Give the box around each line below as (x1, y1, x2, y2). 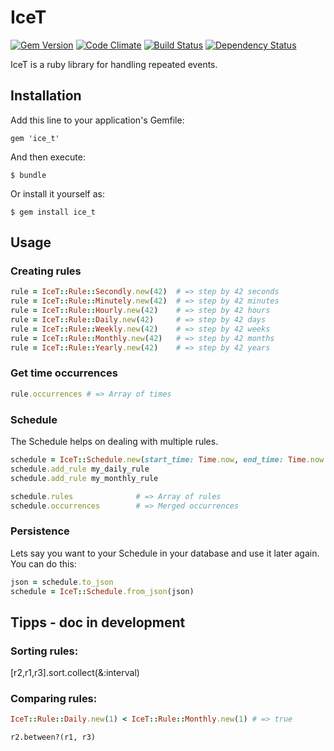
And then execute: (10, 151, 86, 163)
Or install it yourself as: (10, 187, 105, 200)
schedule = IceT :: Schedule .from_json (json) (10, 586, 195, 596)
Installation (10, 87, 82, 105)
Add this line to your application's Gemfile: (10, 114, 185, 126)
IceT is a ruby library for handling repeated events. (10, 58, 218, 70)
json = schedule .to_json (10, 577, 114, 587)
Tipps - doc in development (10, 614, 186, 631)
